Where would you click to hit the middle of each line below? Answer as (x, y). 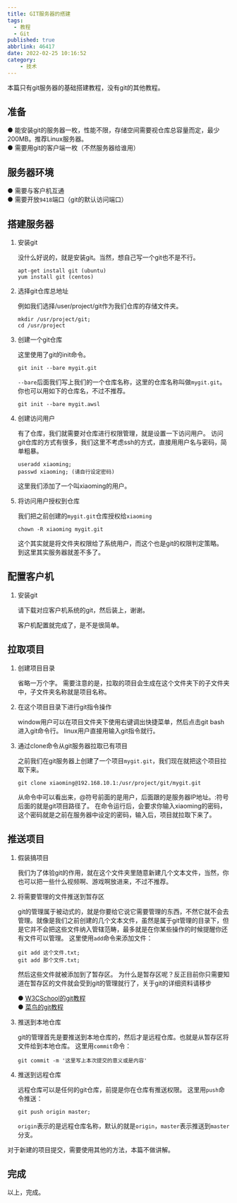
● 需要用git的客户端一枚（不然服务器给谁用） (73, 148)
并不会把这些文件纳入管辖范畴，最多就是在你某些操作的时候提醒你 (126, 929)
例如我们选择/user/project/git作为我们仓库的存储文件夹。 (100, 306)
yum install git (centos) (55, 277)
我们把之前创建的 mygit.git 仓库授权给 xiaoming (85, 516)
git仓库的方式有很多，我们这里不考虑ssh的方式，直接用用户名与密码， (119, 442)
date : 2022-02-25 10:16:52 (47, 54)
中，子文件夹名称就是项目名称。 (64, 692)
